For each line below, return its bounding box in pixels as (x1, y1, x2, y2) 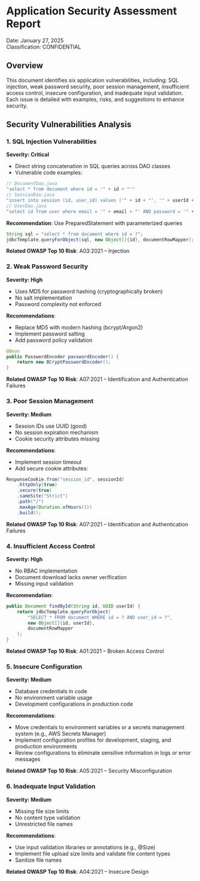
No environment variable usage (14, 694, 93, 702)
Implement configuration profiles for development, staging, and (14, 736, 172, 744)
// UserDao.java (6, 203, 47, 209)
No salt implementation (14, 294, 72, 301)
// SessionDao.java (6, 192, 55, 198)
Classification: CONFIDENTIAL (6, 43, 81, 50)
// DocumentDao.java (6, 181, 58, 187)
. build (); (17, 510, 42, 516)
